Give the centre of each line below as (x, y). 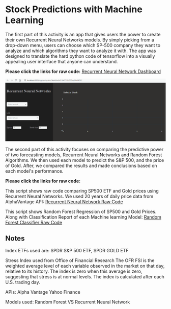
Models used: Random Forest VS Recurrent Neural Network (68, 302)
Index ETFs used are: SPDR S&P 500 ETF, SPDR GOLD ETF (67, 251)
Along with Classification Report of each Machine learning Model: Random (83, 217)
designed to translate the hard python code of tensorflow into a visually (80, 56)
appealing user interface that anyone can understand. (62, 61)
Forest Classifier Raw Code (34, 222)
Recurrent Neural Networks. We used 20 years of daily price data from (79, 196)
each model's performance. (34, 171)
